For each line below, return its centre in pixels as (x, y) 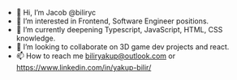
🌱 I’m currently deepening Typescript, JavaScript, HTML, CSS (119, 29)
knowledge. (36, 38)
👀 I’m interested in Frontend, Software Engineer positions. (112, 21)
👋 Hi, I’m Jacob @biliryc (56, 13)
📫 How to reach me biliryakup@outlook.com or (96, 56)
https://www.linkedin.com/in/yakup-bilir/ (84, 67)
